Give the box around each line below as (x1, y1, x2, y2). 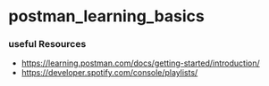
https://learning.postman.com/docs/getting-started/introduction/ (21, 58, 260, 68)
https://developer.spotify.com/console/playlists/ (21, 67, 198, 78)
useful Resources (8, 38, 87, 51)
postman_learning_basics (8, 6, 205, 27)
